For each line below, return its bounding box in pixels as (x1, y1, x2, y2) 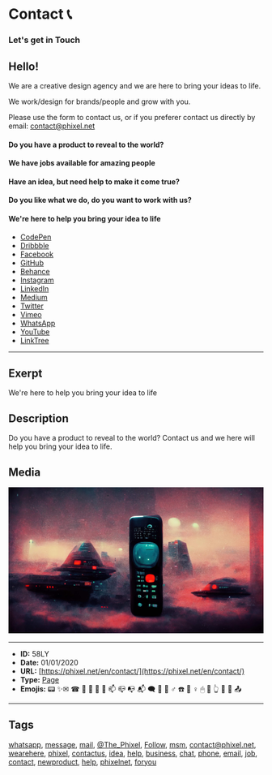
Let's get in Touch (8, 34, 81, 45)
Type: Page (19, 674, 60, 684)
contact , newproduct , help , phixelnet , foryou (8, 756, 157, 767)
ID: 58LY (19, 648, 50, 658)
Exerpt (8, 366, 43, 380)
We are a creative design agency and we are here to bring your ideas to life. (8, 80, 261, 90)
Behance (19, 266, 50, 276)
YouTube (19, 326, 50, 337)
